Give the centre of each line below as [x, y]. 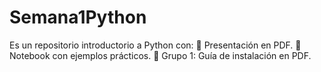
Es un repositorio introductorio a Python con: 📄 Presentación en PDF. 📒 [155, 45]
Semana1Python [78, 17]
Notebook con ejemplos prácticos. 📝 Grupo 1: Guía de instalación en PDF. [160, 55]
